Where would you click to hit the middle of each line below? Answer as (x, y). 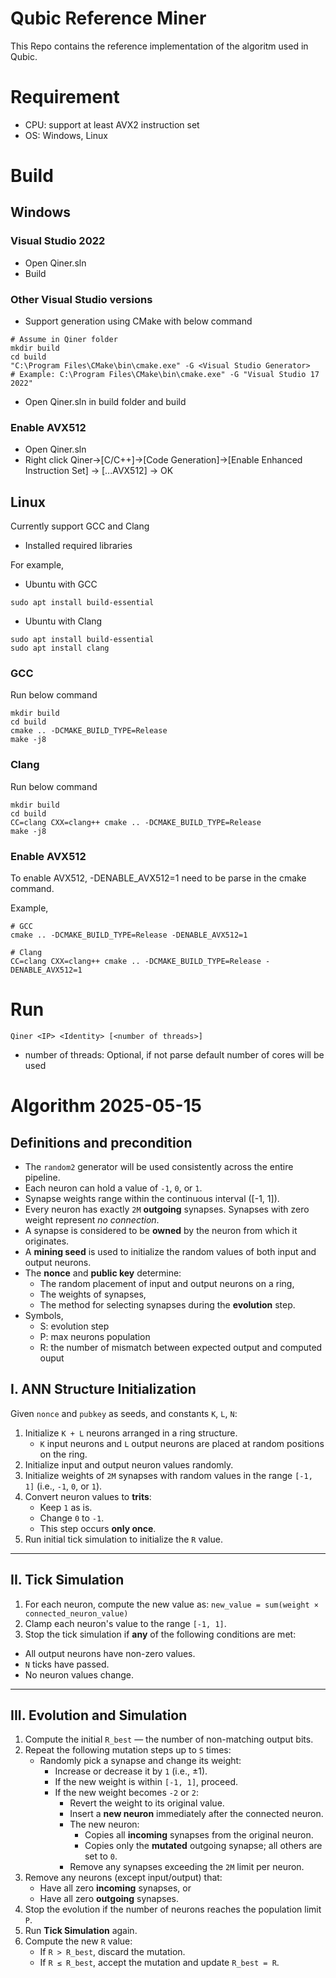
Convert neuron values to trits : (88, 1496)
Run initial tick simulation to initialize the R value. (123, 1539)
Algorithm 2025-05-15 (106, 1106)
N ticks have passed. (67, 1664)
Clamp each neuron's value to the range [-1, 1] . (125, 1623)
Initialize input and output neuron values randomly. (129, 1464)
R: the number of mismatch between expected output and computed (181, 1347)
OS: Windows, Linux (66, 135)
